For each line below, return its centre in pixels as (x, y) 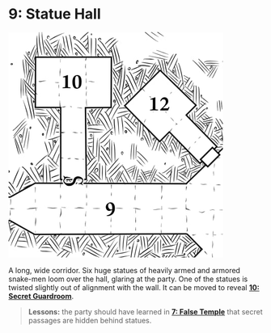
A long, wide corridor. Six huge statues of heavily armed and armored (125, 270)
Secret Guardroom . (41, 296)
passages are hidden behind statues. (90, 320)
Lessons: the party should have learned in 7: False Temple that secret (145, 311)
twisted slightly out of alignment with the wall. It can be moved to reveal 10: (134, 287)
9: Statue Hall (55, 14)
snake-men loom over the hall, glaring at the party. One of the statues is (128, 279)
